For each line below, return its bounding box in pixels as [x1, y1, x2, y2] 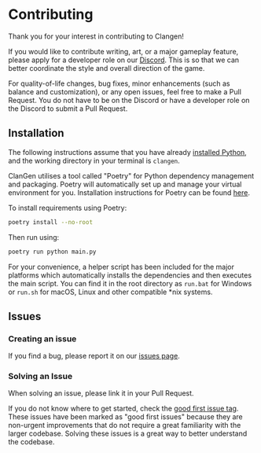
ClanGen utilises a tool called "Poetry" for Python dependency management [8, 171, 255, 180]
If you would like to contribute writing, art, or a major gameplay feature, [8, 46, 239, 56]
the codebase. [8, 437, 55, 447]
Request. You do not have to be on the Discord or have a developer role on [8, 95, 250, 105]
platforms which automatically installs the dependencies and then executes [8, 270, 252, 280]
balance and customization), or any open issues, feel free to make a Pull [8, 87, 242, 96]
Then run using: [8, 232, 60, 241]
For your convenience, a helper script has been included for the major [8, 262, 234, 271]
